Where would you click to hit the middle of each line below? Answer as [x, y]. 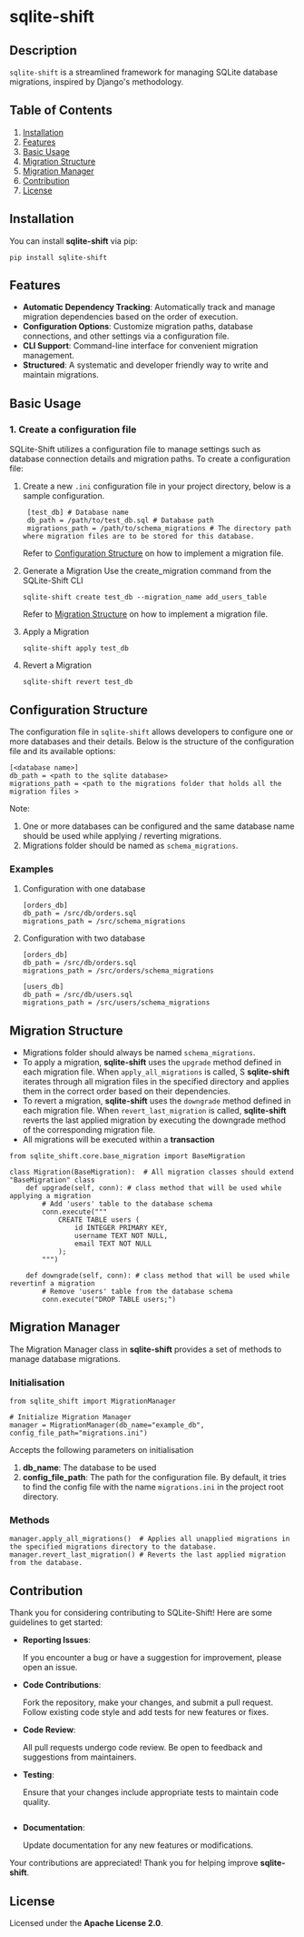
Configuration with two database [83, 938]
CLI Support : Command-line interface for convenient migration [140, 346]
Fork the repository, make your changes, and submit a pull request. [148, 1702]
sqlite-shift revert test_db [78, 682]
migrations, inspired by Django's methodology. [97, 82]
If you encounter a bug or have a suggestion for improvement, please [152, 1658]
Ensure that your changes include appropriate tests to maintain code [151, 1792]
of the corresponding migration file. [89, 1130]
